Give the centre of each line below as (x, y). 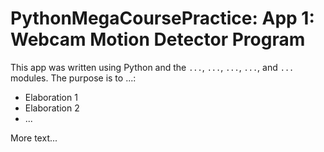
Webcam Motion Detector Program (158, 39)
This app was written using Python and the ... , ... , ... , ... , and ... (152, 67)
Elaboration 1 (51, 97)
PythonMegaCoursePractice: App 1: (162, 18)
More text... (34, 138)
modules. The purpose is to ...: (73, 78)
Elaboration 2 (52, 108)
